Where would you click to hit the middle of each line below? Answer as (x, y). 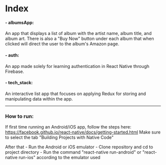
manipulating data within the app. (39, 99)
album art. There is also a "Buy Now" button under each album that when (80, 39)
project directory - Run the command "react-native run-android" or (73, 152)
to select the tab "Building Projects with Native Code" (59, 137)
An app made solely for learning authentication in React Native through (77, 66)
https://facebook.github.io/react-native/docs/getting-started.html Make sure (83, 132)
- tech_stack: (19, 83)
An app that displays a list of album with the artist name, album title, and (78, 33)
